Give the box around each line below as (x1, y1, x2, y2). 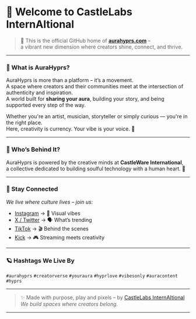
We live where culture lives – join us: (6, 198, 93, 205)
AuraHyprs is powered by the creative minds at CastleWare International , (6, 159, 184, 166)
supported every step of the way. (6, 102, 86, 109)
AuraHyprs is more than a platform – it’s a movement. (6, 77, 134, 84)
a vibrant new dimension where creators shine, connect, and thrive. (20, 43, 183, 50)
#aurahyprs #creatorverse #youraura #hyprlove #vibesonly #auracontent (6, 273, 178, 279)
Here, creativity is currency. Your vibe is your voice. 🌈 (6, 125, 135, 132)
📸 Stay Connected (6, 185, 58, 193)
